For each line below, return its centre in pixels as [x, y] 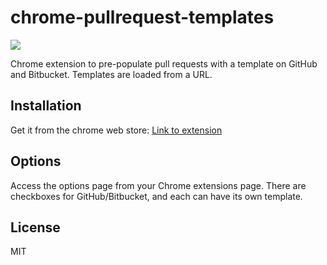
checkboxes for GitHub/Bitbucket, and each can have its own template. [156, 196]
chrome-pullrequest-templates [142, 17]
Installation [46, 106]
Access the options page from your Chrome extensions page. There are [158, 185]
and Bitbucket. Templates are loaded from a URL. [111, 74]
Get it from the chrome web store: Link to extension [116, 130]
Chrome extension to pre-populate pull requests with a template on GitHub [164, 63]
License [35, 227]
